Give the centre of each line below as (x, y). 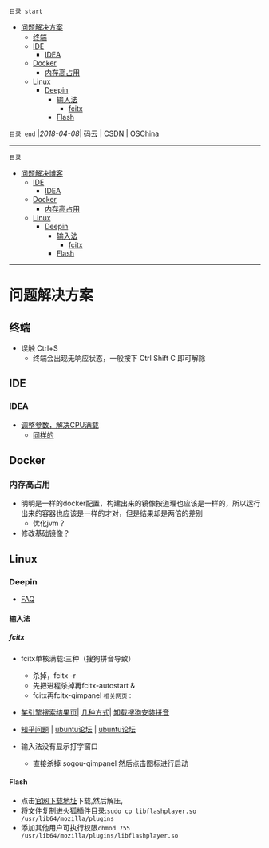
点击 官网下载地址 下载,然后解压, (71, 800)
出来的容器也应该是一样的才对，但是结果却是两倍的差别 (111, 513)
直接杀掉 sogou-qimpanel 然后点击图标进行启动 (111, 763)
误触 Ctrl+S (39, 348)
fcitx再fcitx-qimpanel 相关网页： (83, 695)
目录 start (26, 11)
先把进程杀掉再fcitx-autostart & (84, 685)
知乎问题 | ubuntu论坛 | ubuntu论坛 (78, 729)
